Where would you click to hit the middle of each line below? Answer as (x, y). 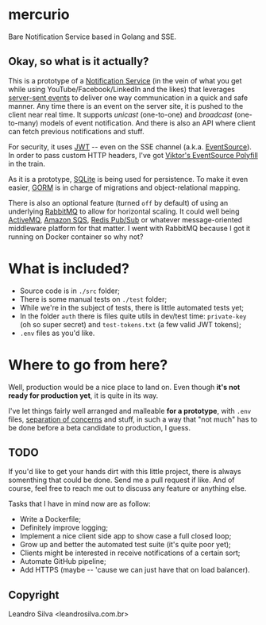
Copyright (34, 594)
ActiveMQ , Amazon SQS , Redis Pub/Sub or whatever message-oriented (125, 219)
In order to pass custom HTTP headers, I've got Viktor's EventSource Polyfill (133, 155)
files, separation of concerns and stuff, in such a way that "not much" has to (133, 419)
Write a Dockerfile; (50, 519)
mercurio (39, 15)
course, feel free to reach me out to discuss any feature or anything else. (127, 488)
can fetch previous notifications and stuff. (76, 131)
